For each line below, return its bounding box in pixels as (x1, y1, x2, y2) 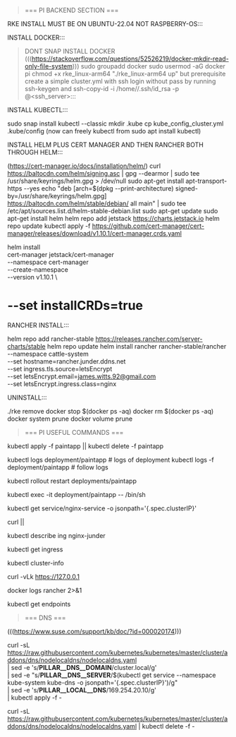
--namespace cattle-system (7, 349, 89, 358)
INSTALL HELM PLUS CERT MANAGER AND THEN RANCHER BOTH (7, 140, 204, 149)
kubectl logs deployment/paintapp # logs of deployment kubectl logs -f (7, 455, 214, 464)
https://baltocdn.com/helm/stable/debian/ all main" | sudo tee (7, 199, 187, 208)
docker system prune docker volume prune (7, 414, 132, 423)
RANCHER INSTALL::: (7, 320, 69, 329)
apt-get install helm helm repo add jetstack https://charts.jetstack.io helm (7, 215, 220, 222)
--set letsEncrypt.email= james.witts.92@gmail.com (7, 372, 156, 381)
